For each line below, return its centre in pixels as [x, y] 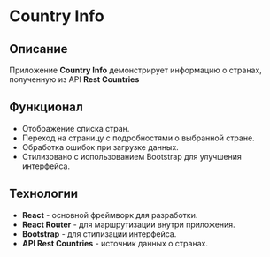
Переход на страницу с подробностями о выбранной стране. [138, 138]
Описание [39, 49]
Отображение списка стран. [76, 128]
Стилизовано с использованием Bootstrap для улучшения [131, 156]
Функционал [46, 107]
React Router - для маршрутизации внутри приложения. [129, 224]
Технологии [43, 194]
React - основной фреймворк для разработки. [110, 215]
